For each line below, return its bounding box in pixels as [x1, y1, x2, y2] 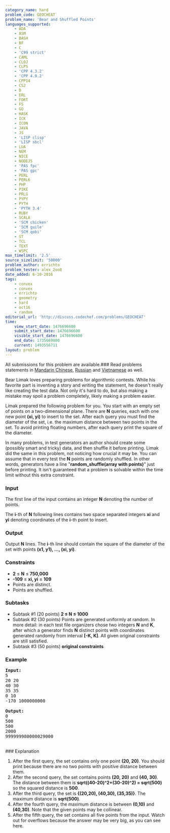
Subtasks [5, 599, 29, 606]
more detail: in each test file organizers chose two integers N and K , [12, 622, 155, 628]
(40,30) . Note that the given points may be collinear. [12, 807, 122, 813]
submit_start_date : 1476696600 [14, 329, 80, 334]
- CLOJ [14, 59, 28, 65]
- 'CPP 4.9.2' [14, 74, 44, 79]
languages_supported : [5, 21, 51, 27]
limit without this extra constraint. [5, 472, 75, 478]
